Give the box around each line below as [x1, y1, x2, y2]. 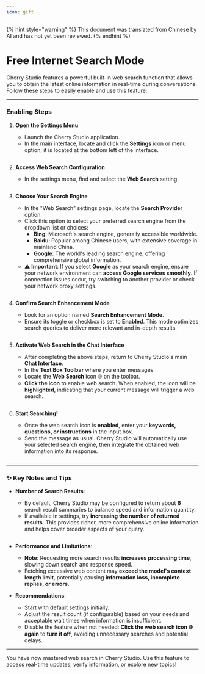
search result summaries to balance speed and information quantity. [24, 506, 196, 513]
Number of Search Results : [15, 488, 85, 495]
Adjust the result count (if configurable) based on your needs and [24, 611, 189, 618]
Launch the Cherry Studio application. [24, 133, 120, 140]
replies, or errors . [24, 581, 70, 588]
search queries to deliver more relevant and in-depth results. [24, 324, 177, 332]
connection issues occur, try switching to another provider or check [24, 275, 195, 283]
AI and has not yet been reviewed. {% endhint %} [6, 32, 131, 40]
